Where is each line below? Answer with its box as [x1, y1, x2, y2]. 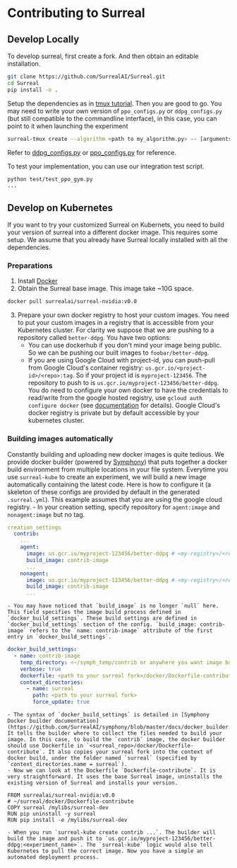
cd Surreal [7, 79, 39, 86]
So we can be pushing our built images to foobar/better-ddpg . [28, 348, 209, 357]
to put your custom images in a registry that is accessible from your [17, 319, 214, 327]
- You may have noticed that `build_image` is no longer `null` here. [7, 603, 219, 610]
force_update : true [32, 699, 90, 706]
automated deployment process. [7, 854, 99, 861]
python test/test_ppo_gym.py [7, 176, 93, 183]
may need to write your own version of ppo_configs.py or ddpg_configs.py [7, 106, 222, 115]
